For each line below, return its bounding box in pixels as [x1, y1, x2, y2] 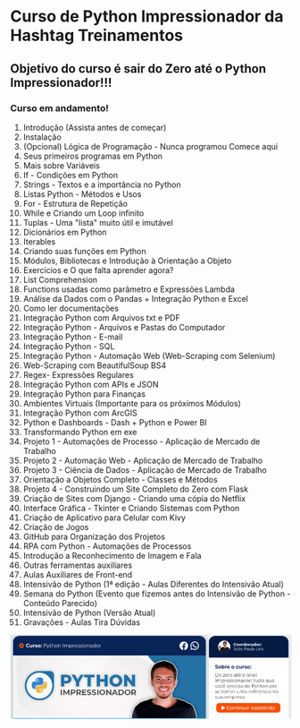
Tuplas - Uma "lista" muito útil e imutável [22, 217, 173, 227]
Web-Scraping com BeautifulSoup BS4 [22, 360, 167, 371]
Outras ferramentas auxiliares [22, 560, 133, 570]
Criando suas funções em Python [22, 245, 146, 256]
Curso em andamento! [10, 101, 110, 114]
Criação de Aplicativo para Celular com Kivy [22, 512, 187, 523]
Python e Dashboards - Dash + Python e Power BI [22, 416, 208, 427]
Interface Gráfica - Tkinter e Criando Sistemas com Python [22, 502, 240, 513]
